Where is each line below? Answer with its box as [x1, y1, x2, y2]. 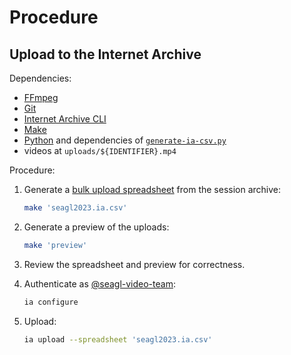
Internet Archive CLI [23, 113, 107, 125]
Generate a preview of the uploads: [23, 221, 170, 233]
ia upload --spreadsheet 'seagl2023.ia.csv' [23, 334, 213, 345]
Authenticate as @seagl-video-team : [23, 277, 176, 290]
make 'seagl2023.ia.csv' [23, 203, 128, 213]
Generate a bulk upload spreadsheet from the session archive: [23, 184, 282, 195]
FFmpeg [23, 92, 59, 103]
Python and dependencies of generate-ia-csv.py [23, 134, 227, 146]
